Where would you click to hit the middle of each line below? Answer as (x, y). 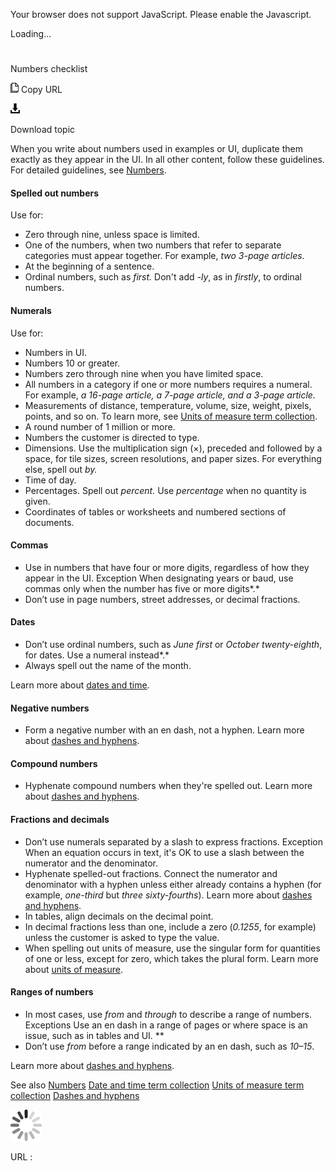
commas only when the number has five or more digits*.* (142, 588)
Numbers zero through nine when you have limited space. (144, 373)
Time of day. (50, 480)
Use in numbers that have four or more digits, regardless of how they (167, 567)
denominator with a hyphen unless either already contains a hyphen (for (173, 884)
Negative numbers (50, 708)
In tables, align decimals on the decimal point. (119, 916)
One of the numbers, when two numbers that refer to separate (153, 245)
